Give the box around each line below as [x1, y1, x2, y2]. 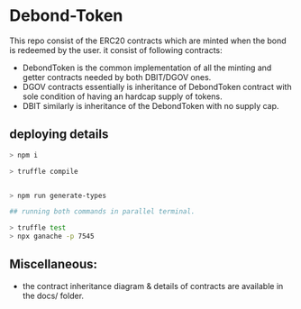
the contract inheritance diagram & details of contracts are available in [22, 280, 284, 291]
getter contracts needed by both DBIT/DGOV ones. [22, 71, 212, 82]
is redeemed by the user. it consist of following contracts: [9, 44, 223, 55]
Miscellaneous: [9, 257, 97, 272]
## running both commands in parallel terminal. [9, 207, 196, 216]
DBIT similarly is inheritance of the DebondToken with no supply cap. [22, 100, 279, 111]
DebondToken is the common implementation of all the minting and [22, 62, 272, 73]
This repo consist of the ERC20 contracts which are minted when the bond [9, 35, 287, 46]
